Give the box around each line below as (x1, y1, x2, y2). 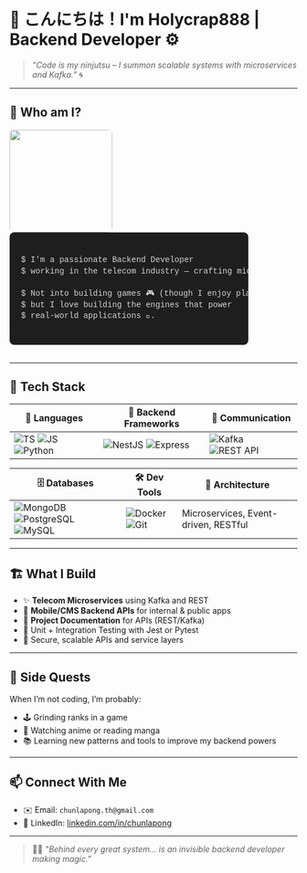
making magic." (31, 853, 91, 864)
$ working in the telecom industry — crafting (21, 266, 233, 276)
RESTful (213, 519, 249, 531)
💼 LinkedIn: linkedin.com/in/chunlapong (22, 817, 172, 828)
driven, (181, 519, 212, 531)
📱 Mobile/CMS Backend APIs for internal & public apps (22, 605, 231, 616)
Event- (247, 507, 279, 520)
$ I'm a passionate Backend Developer (21, 255, 195, 266)
